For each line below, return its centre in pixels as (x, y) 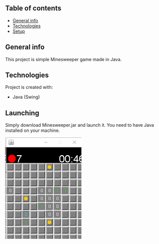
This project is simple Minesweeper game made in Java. (63, 59)
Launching (22, 113)
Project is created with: (29, 87)
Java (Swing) (26, 97)
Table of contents (33, 8)
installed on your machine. (33, 130)
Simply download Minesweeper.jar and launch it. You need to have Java (80, 125)
